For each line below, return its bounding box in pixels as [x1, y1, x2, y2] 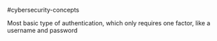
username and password [7, 27, 78, 34]
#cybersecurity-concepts [7, 6, 79, 14]
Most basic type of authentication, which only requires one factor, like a [7, 19, 211, 27]
